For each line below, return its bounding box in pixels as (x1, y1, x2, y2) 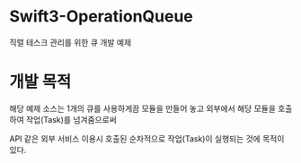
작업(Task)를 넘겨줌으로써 (25, 114, 117, 124)
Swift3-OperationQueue (9, 6, 193, 27)
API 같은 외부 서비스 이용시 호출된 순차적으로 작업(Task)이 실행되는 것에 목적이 (9, 133, 285, 144)
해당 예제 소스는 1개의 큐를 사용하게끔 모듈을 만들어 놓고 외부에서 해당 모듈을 (9, 103, 277, 114)
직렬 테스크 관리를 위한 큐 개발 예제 (9, 37, 132, 47)
